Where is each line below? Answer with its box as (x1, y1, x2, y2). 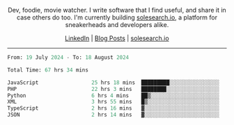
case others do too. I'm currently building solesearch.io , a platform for (16, 13, 218, 22)
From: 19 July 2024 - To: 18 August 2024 (7, 54, 130, 61)
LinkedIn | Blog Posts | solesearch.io (65, 34, 169, 42)
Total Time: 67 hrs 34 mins (7, 66, 89, 74)
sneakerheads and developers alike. (65, 21, 169, 28)
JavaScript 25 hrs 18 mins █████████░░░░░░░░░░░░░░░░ (7, 79, 219, 86)
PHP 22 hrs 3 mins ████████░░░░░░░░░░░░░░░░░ (7, 85, 219, 92)
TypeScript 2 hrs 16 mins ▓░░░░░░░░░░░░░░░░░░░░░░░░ (7, 105, 219, 112)
